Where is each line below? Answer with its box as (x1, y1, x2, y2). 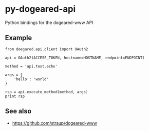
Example (5, 34, 32, 42)
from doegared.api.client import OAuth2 (5, 46, 89, 52)
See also (5, 107, 32, 115)
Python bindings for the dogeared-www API (5, 20, 93, 25)
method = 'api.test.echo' (5, 64, 57, 69)
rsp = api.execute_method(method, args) (5, 89, 89, 94)
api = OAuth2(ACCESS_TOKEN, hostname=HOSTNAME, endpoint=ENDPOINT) (5, 55, 145, 60)
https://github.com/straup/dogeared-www (12, 120, 97, 126)
